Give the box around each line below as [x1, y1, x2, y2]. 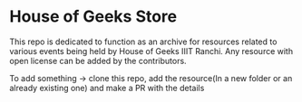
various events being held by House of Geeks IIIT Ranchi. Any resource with [9, 45, 293, 56]
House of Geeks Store [9, 6, 178, 27]
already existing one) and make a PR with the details [9, 82, 205, 93]
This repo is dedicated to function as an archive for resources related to [9, 36, 278, 47]
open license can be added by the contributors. [9, 55, 188, 66]
